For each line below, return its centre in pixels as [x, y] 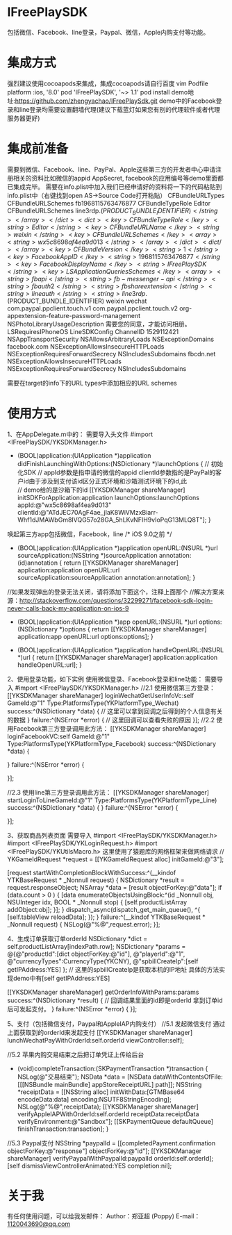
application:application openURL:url [68, 570]
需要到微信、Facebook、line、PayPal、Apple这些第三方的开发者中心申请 [111, 169]
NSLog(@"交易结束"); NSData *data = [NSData [84, 1077]
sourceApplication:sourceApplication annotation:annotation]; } [106, 577]
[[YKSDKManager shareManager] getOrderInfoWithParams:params [103, 992]
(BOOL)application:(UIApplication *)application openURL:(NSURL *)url [117, 548]
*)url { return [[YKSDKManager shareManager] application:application [117, 657]
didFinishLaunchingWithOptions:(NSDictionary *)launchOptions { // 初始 [120, 463]
